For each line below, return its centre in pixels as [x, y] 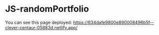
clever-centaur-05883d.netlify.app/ [41, 27]
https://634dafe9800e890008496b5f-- [113, 22]
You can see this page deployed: [39, 22]
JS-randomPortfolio [47, 9]
